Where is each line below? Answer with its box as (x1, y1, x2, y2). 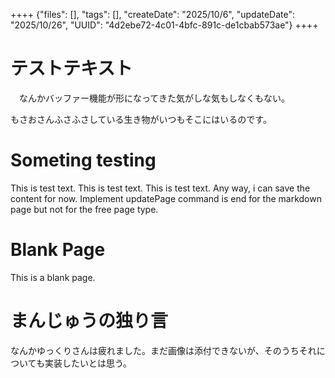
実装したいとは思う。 (44, 357, 133, 369)
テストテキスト (10, 57, 133, 80)
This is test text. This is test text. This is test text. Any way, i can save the (10, 182, 311, 194)
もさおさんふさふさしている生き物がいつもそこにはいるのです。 (10, 113, 272, 125)
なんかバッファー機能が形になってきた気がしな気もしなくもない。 (18, 92, 290, 104)
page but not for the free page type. (10, 203, 159, 215)
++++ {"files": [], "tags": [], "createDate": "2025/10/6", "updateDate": (10, 9, 296, 20)
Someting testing (10, 149, 157, 172)
